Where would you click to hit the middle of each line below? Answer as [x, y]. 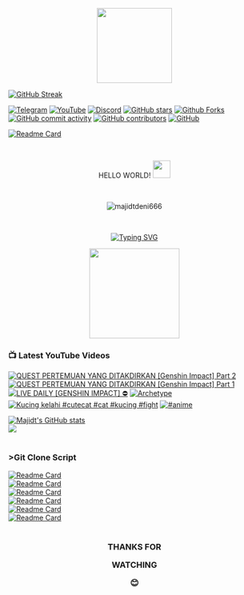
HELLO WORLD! [125, 175]
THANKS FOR [134, 546]
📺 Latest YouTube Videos [59, 355]
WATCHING [134, 565]
